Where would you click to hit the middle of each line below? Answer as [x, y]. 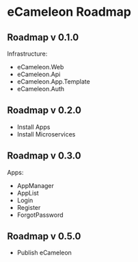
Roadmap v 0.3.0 [44, 156]
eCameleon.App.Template [53, 82]
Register [29, 207]
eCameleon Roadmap [69, 12]
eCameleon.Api [39, 74]
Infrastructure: [27, 53]
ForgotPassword [40, 215]
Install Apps [33, 127]
